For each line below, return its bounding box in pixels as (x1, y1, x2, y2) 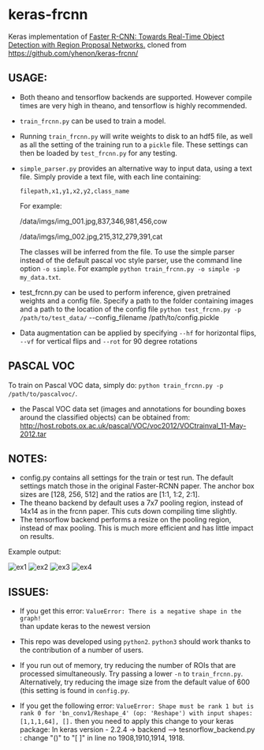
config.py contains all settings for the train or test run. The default (19, 473, 234, 483)
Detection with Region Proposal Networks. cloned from (8, 40, 187, 49)
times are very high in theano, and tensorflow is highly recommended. (19, 100, 247, 110)
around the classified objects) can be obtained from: (19, 413, 191, 422)
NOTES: (8, 452, 48, 465)
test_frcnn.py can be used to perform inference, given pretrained (19, 287, 231, 297)
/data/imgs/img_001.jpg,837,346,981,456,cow (19, 216, 168, 226)
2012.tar (19, 429, 47, 439)
